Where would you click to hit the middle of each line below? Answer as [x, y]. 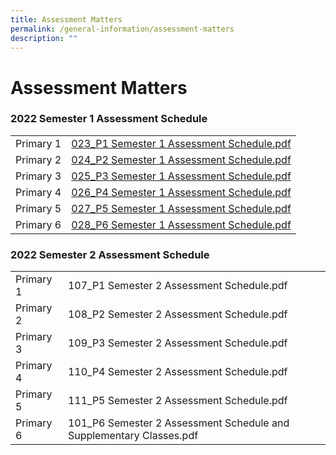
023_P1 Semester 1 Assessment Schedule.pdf [181, 143]
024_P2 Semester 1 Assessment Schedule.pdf [181, 159]
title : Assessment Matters [66, 19]
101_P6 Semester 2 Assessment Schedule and [178, 423]
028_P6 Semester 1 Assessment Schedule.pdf [181, 224]
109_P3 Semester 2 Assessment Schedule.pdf [177, 343]
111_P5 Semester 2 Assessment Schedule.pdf [177, 401]
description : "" [44, 38]
